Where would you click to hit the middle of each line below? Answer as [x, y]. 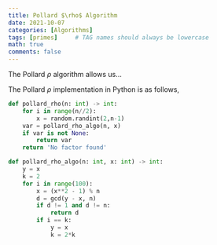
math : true [26, 45]
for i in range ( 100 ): [57, 184]
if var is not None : [56, 133]
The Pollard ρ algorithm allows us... [65, 74]
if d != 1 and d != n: [74, 206]
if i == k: [54, 221]
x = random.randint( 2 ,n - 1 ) [81, 119]
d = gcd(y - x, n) [66, 198]
